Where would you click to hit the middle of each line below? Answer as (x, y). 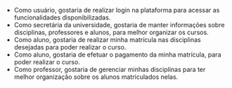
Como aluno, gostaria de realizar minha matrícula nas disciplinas (108, 40)
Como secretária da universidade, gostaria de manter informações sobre (119, 25)
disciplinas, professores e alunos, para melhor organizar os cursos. (111, 32)
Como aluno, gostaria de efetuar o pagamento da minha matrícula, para (117, 54)
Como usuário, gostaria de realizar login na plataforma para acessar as (117, 10)
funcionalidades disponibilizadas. (62, 17)
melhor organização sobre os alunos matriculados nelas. (96, 77)
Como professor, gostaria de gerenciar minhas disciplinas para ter (110, 69)
